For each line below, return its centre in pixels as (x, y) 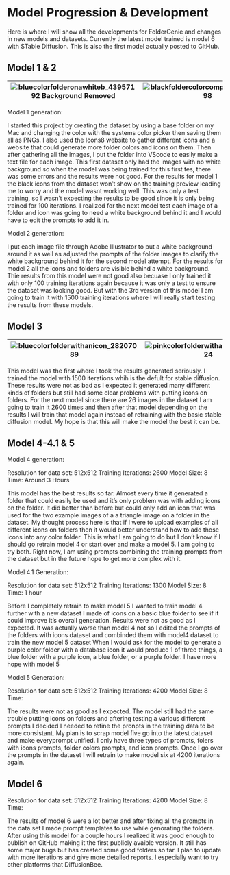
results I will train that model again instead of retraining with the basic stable (115, 414)
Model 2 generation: (36, 233)
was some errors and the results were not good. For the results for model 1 (112, 176)
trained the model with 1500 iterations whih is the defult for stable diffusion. (114, 378)
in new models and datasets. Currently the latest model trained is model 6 (111, 38)
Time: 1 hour (25, 593)
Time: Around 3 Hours (38, 480)
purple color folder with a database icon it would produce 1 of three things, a (115, 650)
